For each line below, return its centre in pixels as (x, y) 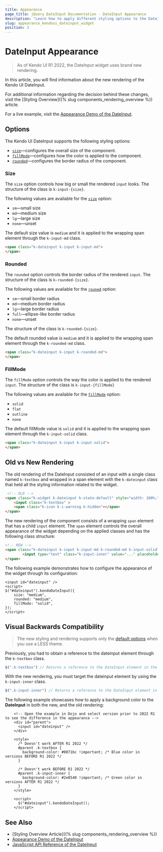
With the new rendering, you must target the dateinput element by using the (81, 676)
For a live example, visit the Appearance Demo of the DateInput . (69, 114)
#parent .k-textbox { (40, 748)
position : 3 (17, 28)
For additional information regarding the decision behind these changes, (77, 94)
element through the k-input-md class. (43, 238)
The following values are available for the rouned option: (61, 289)
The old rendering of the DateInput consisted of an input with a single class (80, 474)
